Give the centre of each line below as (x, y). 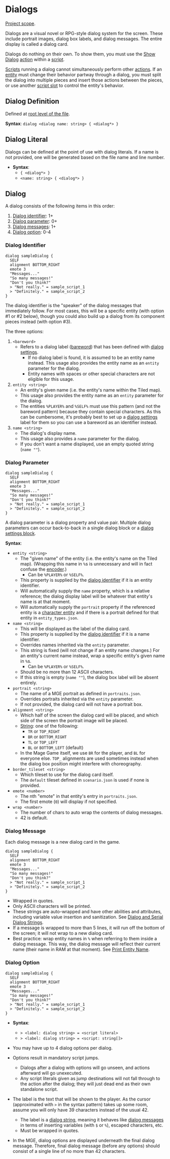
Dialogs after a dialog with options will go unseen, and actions (85, 1067)
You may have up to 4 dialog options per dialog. (62, 1048)
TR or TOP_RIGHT (44, 731)
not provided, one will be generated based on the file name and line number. (85, 157)
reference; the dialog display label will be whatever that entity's (86, 596)
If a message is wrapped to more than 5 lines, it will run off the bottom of (89, 928)
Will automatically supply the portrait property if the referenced (88, 607)
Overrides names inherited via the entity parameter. (75, 645)
